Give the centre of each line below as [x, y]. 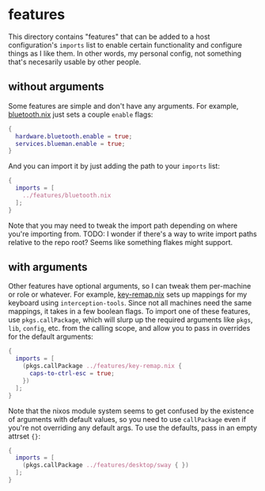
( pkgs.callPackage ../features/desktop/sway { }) [106, 466]
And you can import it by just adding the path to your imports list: [114, 166]
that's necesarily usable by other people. [75, 62]
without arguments [56, 87]
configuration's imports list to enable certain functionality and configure [125, 44]
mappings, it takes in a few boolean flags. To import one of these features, [129, 312]
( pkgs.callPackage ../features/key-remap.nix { [102, 366]
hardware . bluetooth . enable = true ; [74, 136]
